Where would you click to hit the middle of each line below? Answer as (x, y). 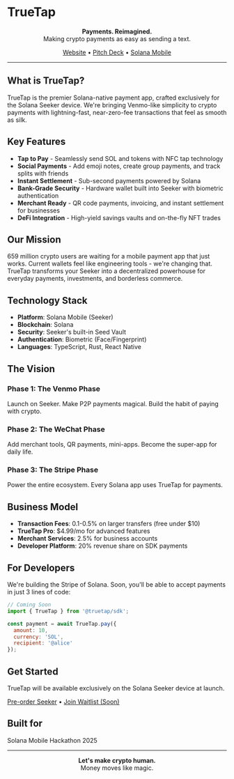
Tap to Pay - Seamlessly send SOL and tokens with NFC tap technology (120, 158)
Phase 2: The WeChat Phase (56, 429)
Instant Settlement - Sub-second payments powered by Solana (109, 180)
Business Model (43, 507)
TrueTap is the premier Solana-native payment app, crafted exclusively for (114, 98)
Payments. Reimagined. (117, 31)
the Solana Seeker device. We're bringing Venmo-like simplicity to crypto (112, 105)
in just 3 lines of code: (39, 592)
